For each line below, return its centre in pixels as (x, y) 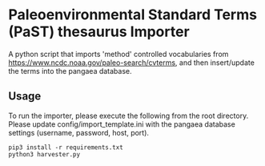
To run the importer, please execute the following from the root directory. (128, 115)
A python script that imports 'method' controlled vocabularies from (118, 54)
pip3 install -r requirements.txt (66, 147)
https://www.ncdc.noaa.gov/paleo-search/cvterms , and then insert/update (131, 63)
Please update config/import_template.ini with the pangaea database (122, 124)
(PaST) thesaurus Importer (99, 32)
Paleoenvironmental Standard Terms (133, 15)
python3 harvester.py (44, 154)
